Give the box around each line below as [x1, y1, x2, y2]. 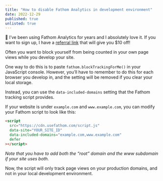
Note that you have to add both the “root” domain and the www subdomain [5, 151, 159, 156]
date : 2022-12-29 [5, 12, 41, 17]
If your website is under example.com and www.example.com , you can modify [5, 104, 155, 110]
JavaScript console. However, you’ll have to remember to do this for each [5, 69, 154, 75]
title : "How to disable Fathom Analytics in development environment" [5, 7, 153, 12]
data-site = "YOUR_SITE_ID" [9, 128, 63, 133]
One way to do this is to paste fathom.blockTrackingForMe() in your [5, 64, 141, 70]
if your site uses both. [5, 155, 49, 161]
